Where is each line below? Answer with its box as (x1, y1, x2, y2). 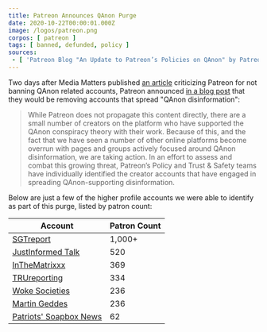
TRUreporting (12, 272, 64, 283)
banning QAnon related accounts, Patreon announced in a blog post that (8, 86, 245, 95)
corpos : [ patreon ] (8, 33, 77, 42)
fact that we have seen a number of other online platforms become (27, 135, 247, 145)
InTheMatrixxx (12, 259, 66, 270)
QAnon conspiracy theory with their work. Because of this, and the (27, 126, 246, 136)
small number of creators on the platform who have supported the (27, 118, 244, 128)
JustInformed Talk (12, 246, 80, 257)
